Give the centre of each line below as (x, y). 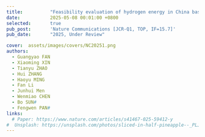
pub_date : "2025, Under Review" (56, 35)
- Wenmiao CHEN (31, 97)
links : (15, 113)
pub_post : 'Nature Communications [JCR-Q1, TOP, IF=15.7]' (91, 29)
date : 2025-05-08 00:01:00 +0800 (63, 18)
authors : (17, 51)
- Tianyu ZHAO (30, 68)
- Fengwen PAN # (31, 108)
